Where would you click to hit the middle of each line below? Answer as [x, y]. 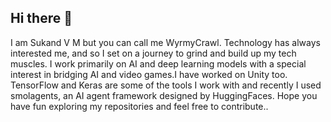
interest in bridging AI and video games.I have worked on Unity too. [149, 74]
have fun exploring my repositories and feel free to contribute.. [139, 106]
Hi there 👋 [41, 18]
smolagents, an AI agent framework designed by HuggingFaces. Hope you [164, 95]
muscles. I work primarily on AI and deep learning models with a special [158, 63]
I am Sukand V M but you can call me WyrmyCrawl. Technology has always [165, 42]
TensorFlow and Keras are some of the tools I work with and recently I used [166, 85]
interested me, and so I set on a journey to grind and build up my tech [153, 53]
